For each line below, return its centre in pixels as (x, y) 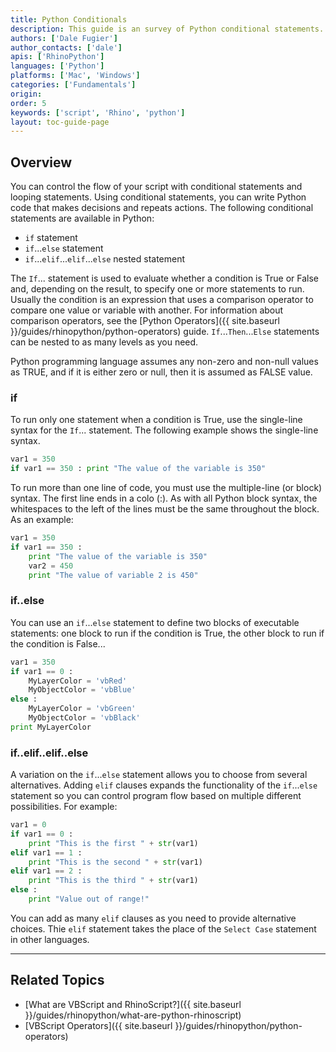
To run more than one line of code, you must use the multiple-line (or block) (166, 488)
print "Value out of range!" (89, 899)
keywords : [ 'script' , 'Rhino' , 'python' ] (98, 112)
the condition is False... (58, 643)
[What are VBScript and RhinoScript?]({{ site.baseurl (133, 1004)
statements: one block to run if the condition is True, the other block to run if (167, 633)
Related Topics (57, 980)
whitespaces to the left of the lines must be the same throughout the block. (165, 509)
